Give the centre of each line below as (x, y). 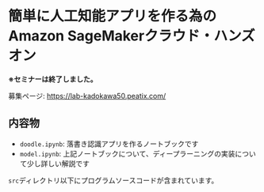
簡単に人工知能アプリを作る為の (113, 16)
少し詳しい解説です (58, 164)
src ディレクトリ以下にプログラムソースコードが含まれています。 (113, 180)
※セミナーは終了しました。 (53, 79)
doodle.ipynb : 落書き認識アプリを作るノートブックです (109, 144)
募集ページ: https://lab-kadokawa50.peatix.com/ (87, 96)
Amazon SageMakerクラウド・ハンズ (132, 36)
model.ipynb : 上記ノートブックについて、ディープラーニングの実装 (127, 153)
